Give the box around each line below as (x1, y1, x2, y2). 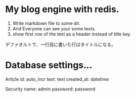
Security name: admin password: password (5, 86, 96, 92)
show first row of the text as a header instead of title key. (12, 31, 131, 37)
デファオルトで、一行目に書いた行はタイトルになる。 (5, 41, 116, 47)
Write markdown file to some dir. (12, 20, 81, 26)
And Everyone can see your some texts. (12, 25, 96, 31)
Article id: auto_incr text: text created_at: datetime (5, 76, 109, 82)
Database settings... (5, 60, 93, 71)
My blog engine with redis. (5, 4, 120, 15)
